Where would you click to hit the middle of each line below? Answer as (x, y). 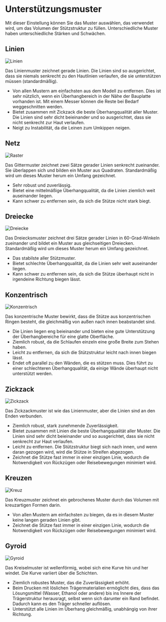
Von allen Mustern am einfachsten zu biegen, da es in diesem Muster (83, 514)
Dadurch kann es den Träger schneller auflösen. (62, 604)
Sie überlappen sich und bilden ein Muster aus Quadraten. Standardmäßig (81, 170)
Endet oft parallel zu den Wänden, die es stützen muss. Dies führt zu (83, 363)
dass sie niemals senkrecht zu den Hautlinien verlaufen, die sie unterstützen (83, 76)
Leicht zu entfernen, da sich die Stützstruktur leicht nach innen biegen (84, 352)
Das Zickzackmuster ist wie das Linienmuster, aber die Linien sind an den (80, 411)
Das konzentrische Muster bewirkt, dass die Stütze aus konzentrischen (78, 317)
